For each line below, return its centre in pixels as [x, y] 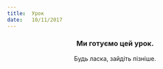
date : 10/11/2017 [35, 20]
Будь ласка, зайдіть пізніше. [115, 58]
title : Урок [26, 13]
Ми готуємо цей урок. [115, 44]
